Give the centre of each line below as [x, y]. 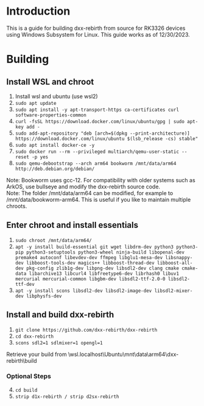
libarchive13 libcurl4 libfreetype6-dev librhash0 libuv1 [104, 273]
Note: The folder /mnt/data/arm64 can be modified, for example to [90, 193]
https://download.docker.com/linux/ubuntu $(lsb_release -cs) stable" [107, 138]
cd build [26, 390]
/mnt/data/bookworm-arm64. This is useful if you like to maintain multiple [99, 199]
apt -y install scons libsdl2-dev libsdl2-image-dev [83, 291]
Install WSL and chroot [50, 81]
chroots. [17, 206]
